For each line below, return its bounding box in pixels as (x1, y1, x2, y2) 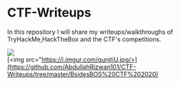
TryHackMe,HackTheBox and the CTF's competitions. (7, 35, 161, 43)
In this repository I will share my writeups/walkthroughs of (7, 28, 174, 36)
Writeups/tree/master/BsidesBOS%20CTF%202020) (7, 70, 158, 78)
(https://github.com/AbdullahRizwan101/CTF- (7, 62, 137, 70)
